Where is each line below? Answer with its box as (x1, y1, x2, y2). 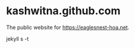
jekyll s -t (6, 35, 29, 42)
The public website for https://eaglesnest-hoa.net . (6, 24, 130, 31)
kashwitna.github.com (6, 4, 121, 18)
